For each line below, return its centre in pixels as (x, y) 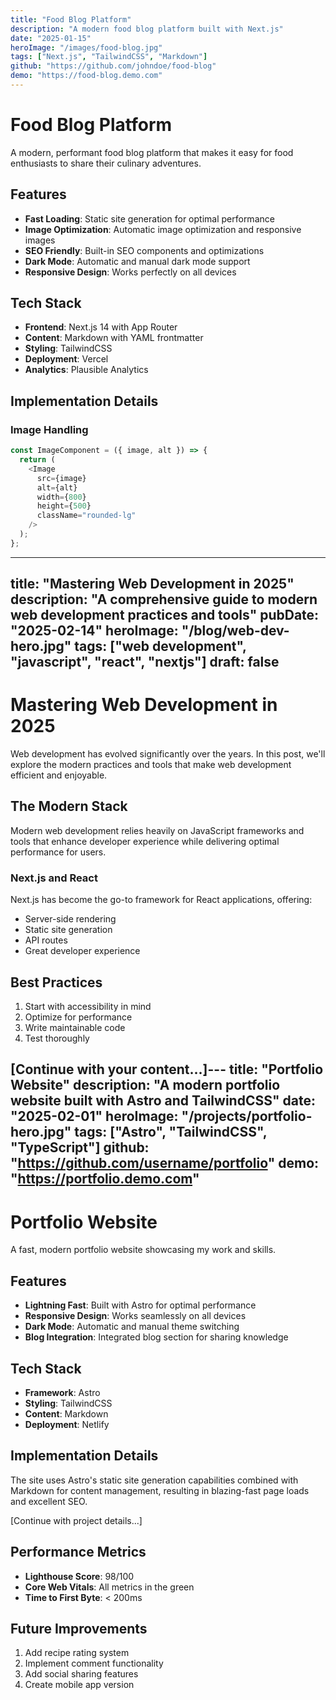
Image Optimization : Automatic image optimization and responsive (163, 229)
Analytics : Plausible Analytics (86, 370)
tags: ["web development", (160, 646)
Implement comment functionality (94, 1663)
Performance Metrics (78, 1552)
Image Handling (49, 429)
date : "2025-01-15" (51, 38)
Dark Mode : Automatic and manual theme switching (132, 1327)
